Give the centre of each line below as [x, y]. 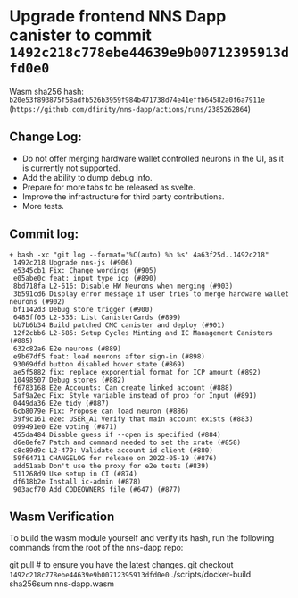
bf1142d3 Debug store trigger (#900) [83, 309]
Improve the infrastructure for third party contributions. [123, 196]
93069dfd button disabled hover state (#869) [99, 364]
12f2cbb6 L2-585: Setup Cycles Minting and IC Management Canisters [143, 333]
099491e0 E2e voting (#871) [65, 426]
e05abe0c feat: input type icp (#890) [85, 278]
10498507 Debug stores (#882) [69, 380]
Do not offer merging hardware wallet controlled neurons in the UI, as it [153, 158]
